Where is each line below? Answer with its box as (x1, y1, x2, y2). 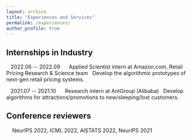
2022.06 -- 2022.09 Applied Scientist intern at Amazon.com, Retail (10, 63, 183, 70)
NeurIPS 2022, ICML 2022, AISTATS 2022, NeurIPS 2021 (11, 126, 153, 134)
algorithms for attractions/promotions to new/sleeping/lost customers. (6, 94, 179, 101)
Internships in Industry (6, 47, 93, 57)
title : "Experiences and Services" (6, 14, 95, 20)
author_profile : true (6, 25, 60, 32)
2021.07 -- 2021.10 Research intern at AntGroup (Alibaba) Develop (10, 88, 184, 95)
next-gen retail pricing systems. (6, 76, 85, 83)
